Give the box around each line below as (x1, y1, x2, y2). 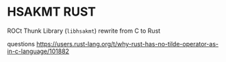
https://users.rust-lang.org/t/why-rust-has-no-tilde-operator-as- (36, 40, 219, 48)
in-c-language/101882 (7, 47, 70, 55)
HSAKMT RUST (7, 4, 96, 20)
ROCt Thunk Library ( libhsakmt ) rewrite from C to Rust (7, 27, 161, 35)
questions (7, 40, 36, 48)
